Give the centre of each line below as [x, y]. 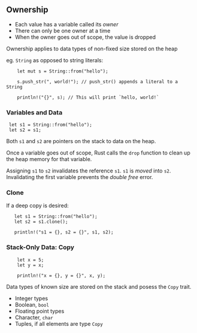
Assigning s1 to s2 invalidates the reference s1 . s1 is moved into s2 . [89, 171]
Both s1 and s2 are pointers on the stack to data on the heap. [81, 141]
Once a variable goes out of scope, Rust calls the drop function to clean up [98, 153]
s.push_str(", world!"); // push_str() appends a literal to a [98, 81]
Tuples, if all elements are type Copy [59, 323]
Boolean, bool [32, 304]
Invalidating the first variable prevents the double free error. [80, 177]
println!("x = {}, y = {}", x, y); [61, 276]
